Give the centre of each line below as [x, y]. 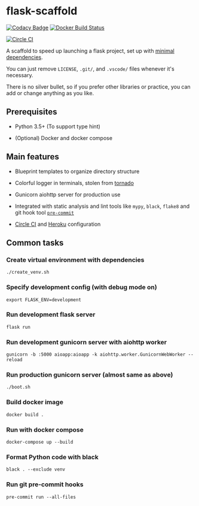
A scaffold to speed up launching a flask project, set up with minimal [91, 51]
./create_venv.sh [28, 272]
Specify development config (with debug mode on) [82, 287]
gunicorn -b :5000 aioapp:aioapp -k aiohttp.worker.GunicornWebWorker [96, 354]
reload [14, 360]
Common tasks [35, 243]
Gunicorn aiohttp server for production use [68, 194]
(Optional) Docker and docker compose [63, 138]
